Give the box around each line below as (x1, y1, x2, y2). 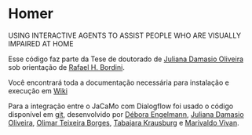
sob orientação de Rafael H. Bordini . (8, 62, 126, 71)
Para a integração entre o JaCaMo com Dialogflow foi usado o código (8, 101, 234, 111)
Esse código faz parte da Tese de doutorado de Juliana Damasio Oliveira (8, 54, 244, 64)
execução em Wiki (8, 86, 68, 95)
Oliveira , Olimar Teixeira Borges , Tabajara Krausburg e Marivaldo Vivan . (8, 118, 239, 127)
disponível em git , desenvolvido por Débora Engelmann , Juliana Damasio (8, 109, 245, 119)
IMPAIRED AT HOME (8, 38, 74, 48)
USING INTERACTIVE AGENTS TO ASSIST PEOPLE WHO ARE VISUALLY (8, 31, 242, 40)
